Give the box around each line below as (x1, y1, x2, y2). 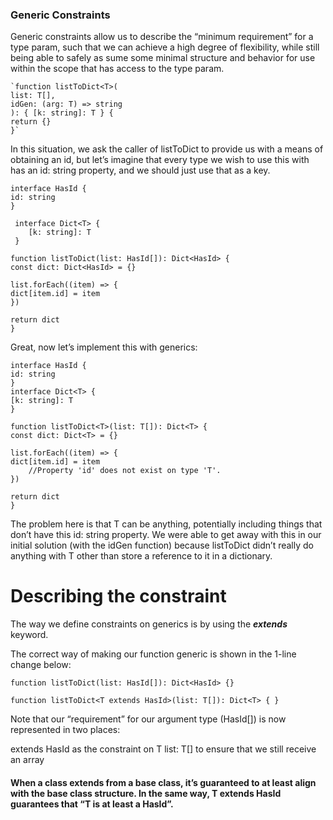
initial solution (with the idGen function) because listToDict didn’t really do (10, 539, 314, 552)
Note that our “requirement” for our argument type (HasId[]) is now (10, 713, 287, 725)
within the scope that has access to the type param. (10, 63, 225, 75)
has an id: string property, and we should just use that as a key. (10, 164, 271, 177)
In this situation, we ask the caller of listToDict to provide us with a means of (10, 143, 324, 155)
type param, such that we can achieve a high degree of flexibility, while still (10, 41, 320, 53)
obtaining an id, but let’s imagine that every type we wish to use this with (10, 154, 310, 166)
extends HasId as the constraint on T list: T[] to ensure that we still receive (10, 743, 317, 755)
